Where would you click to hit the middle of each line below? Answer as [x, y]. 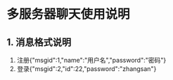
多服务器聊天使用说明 [69, 14]
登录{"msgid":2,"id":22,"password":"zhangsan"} [86, 69]
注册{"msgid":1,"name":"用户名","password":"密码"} [91, 60]
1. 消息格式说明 [39, 42]
